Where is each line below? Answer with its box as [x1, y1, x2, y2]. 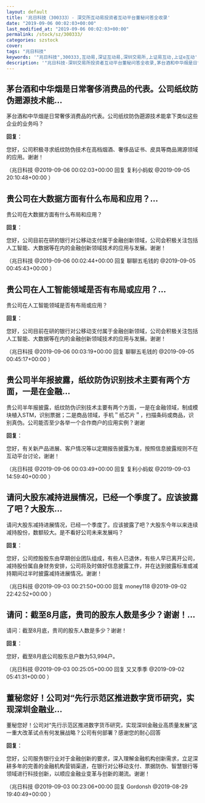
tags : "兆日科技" [6, 49, 47, 55]
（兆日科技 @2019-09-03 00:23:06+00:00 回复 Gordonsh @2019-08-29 [6, 783, 189, 790]
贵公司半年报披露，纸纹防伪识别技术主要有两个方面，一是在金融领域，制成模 [6, 404, 198, 411]
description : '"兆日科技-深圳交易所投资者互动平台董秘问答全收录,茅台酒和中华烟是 [6, 60, 193, 66]
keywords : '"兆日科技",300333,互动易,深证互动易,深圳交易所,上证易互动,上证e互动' [6, 54, 198, 60]
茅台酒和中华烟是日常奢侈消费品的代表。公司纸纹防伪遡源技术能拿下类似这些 [6, 112, 198, 120]
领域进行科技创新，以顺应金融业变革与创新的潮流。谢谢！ [6, 770, 150, 777]
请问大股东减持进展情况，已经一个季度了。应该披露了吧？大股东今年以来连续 [6, 521, 198, 528]
